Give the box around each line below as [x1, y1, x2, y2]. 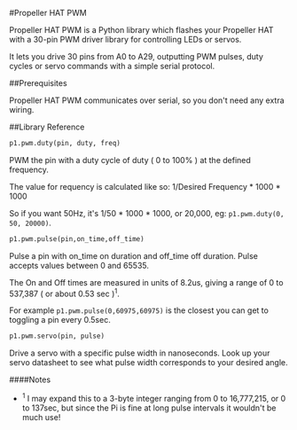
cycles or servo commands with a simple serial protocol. [9, 61, 215, 71]
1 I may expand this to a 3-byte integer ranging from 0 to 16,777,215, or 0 [21, 392, 286, 403]
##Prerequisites [9, 78, 68, 88]
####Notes [9, 374, 51, 385]
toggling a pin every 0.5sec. [9, 315, 111, 325]
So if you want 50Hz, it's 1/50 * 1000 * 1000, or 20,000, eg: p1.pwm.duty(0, [9, 207, 285, 218]
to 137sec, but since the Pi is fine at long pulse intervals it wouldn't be [21, 403, 277, 413]
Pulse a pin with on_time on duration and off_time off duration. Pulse [9, 250, 259, 261]
